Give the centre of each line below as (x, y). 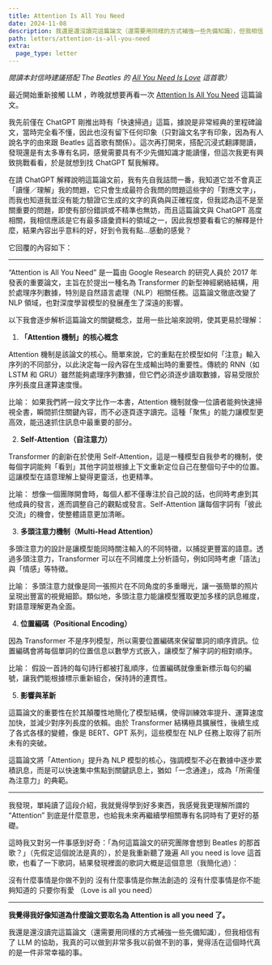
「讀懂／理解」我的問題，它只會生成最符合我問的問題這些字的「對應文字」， (134, 190)
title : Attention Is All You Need (67, 16)
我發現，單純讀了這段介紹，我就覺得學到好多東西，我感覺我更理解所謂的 (129, 805)
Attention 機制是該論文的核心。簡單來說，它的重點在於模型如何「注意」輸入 (134, 354)
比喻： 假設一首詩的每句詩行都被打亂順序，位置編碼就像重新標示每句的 (126, 668)
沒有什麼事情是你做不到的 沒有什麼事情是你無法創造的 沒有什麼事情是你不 (131, 880)
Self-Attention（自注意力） (66, 439)
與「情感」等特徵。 (40, 569)
